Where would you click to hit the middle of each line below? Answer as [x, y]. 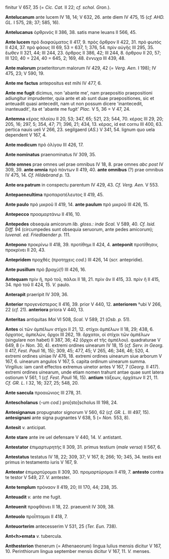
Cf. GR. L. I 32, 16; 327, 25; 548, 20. [42, 383]
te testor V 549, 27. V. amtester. [38, 477]
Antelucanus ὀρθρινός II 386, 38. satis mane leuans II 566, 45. [71, 32]
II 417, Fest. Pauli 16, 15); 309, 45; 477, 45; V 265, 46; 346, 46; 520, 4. [77, 351]
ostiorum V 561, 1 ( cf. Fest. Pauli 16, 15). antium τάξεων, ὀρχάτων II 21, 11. [82, 378]
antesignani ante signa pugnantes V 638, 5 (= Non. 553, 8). [68, 417]
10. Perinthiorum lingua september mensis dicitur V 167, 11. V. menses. [78, 551]
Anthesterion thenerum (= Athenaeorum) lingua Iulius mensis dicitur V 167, [83, 546]
